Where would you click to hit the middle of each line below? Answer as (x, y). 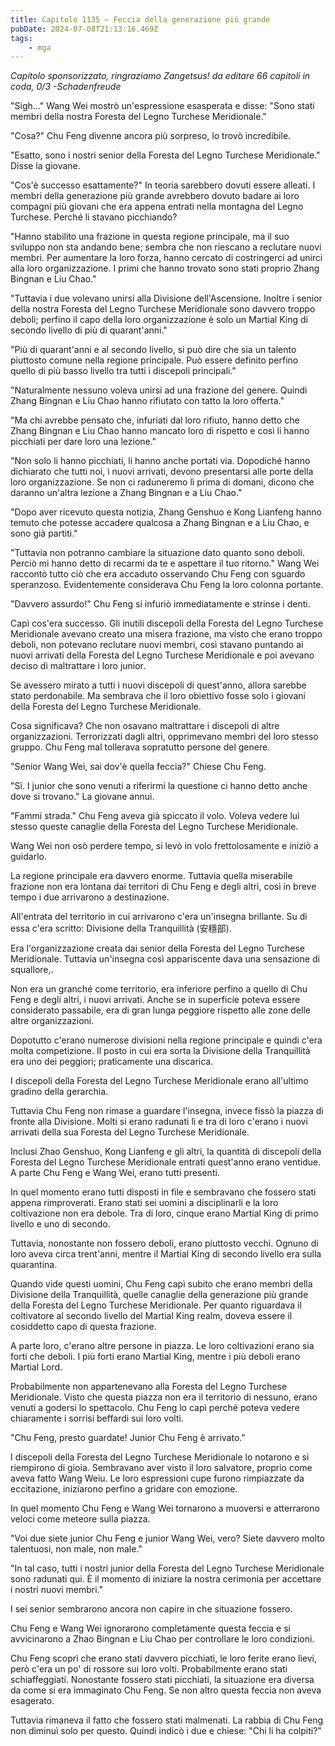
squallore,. (32, 970)
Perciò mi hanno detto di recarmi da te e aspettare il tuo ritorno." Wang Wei (165, 563)
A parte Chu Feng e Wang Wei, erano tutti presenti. (115, 1173)
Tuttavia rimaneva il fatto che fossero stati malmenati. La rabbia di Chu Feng (167, 1720)
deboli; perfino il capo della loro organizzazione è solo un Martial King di (159, 320)
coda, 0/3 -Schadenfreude (66, 87)
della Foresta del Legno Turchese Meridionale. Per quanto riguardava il (156, 1305)
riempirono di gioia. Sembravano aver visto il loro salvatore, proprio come (161, 1468)
